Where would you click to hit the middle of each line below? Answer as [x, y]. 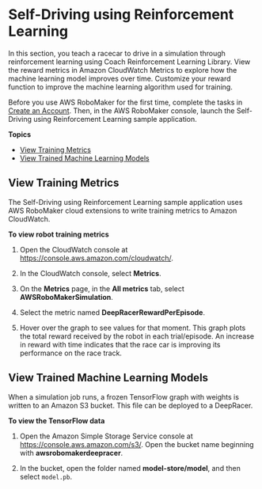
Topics [20, 134]
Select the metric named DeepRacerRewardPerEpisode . [112, 312]
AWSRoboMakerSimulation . [66, 297]
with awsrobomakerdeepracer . [71, 453]
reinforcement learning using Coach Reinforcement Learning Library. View [129, 62]
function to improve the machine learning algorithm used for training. [121, 87]
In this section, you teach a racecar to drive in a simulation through [117, 53]
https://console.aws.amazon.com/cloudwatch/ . [97, 258]
